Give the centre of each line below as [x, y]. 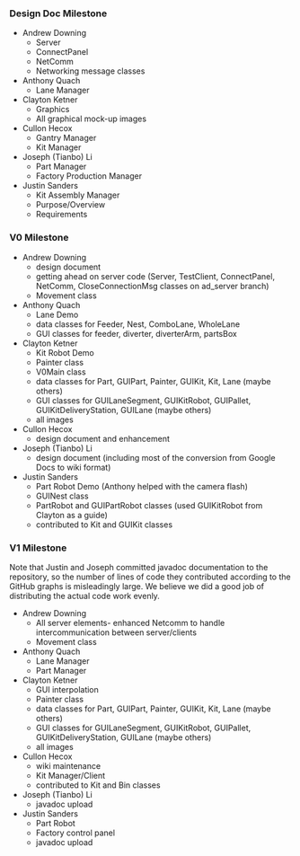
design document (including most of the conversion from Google [155, 457]
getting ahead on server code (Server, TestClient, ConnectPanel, [155, 276]
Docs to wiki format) [73, 467]
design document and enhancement [103, 438]
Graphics [53, 110]
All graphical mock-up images [91, 119]
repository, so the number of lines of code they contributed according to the [150, 577]
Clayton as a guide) [71, 515]
